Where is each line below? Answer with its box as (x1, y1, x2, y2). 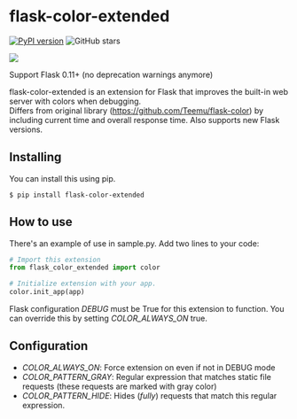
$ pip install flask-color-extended (9, 190, 145, 199)
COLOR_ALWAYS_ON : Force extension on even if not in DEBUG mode (21, 361, 276, 373)
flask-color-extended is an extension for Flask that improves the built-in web (9, 86, 289, 97)
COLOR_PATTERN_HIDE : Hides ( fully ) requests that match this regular (21, 390, 277, 400)
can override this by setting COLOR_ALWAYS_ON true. (9, 313, 208, 324)
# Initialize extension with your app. (9, 279, 157, 289)
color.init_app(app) (9, 288, 86, 297)
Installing (9, 150, 62, 165)
